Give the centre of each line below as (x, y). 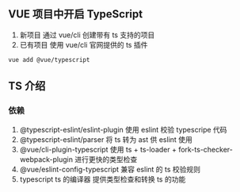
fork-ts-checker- (206, 149)
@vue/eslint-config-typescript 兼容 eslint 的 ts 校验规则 (110, 169)
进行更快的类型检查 (106, 159)
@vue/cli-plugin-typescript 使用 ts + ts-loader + (98, 149)
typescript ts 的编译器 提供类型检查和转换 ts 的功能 (103, 179)
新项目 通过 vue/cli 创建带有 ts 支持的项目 (87, 35)
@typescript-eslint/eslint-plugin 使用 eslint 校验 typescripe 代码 (123, 129)
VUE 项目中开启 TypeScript (76, 14)
